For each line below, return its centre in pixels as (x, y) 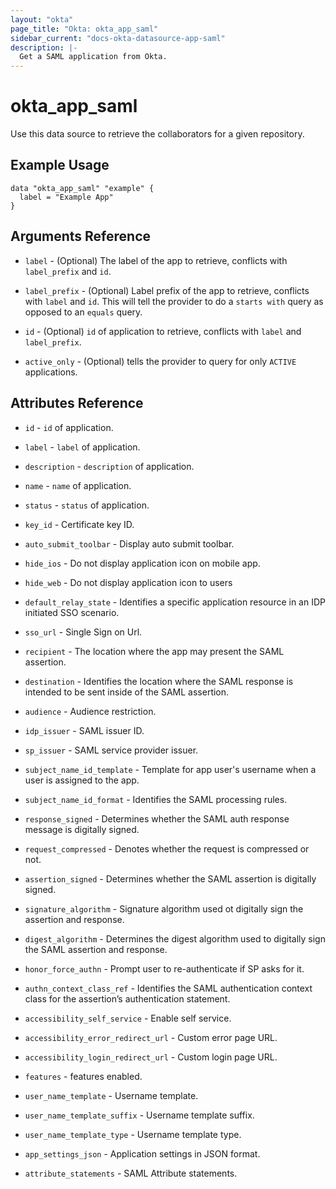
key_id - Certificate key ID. (79, 524)
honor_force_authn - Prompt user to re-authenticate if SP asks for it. (164, 968)
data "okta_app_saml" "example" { (82, 188)
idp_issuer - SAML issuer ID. (84, 730)
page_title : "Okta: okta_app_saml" (84, 29)
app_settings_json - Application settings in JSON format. (142, 1153)
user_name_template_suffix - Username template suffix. (139, 1115)
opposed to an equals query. (83, 312)
